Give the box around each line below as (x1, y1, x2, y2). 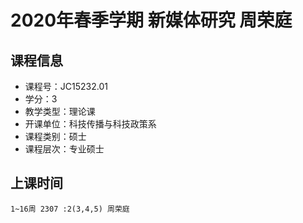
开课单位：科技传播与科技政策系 (24, 118, 157, 130)
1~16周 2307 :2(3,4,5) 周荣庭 (10, 204, 130, 214)
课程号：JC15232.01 (24, 81, 108, 92)
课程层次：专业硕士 (24, 143, 105, 155)
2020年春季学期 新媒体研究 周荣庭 (10, 9, 293, 32)
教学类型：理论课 (24, 106, 96, 117)
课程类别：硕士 (24, 131, 87, 142)
